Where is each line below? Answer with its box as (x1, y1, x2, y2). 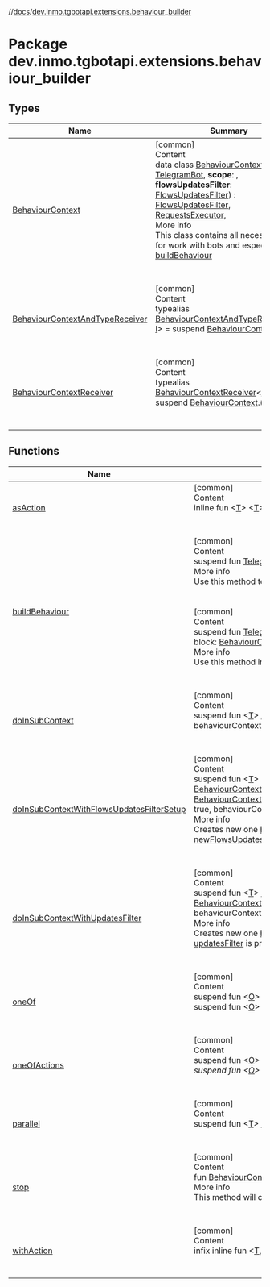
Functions (8, 444, 60, 458)
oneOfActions (12, 1060, 64, 1071)
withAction (12, 1245, 53, 1256)
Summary (210, 125, 248, 136)
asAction (12, 502, 46, 513)
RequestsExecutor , (155, 210, 227, 220)
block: (194, 636, 217, 648)
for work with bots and (155, 239, 241, 251)
